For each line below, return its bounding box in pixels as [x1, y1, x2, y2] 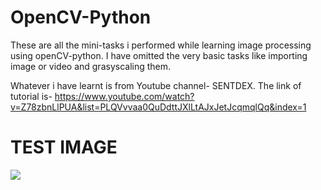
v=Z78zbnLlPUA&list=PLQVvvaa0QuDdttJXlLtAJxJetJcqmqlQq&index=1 [10, 101, 307, 113]
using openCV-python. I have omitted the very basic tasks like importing [10, 49, 308, 61]
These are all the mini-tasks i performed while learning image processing [10, 39, 312, 51]
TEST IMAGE [10, 136, 118, 159]
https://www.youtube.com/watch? [54, 90, 195, 102]
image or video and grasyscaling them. [10, 60, 172, 72]
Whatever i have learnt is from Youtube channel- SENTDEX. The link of [10, 79, 302, 91]
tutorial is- [10, 90, 53, 102]
